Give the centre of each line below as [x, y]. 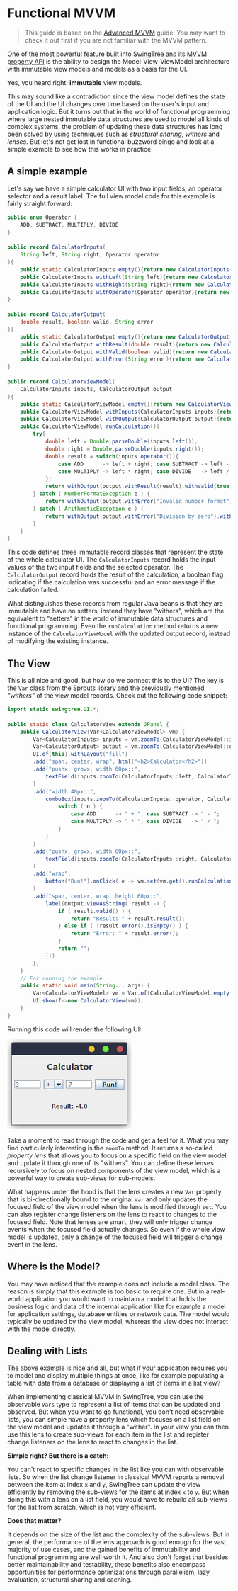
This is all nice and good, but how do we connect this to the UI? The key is [116, 681]
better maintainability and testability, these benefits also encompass [107, 1565]
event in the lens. [33, 1244]
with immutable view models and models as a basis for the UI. [98, 69]
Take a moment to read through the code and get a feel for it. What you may [118, 1140]
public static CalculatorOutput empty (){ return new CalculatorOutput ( [126, 337]
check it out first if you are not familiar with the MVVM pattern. [116, 40]
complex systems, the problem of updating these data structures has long [115, 126]
